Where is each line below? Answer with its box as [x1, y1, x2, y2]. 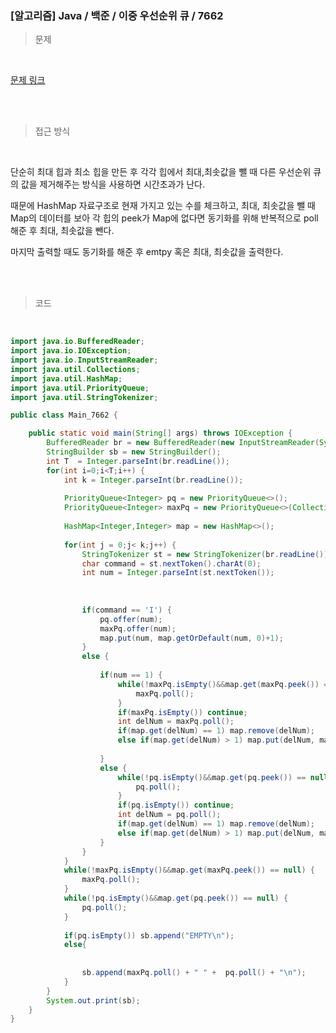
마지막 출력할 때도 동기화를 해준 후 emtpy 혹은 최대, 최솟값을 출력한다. [10, 246, 284, 258]
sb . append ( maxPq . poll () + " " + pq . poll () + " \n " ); [81, 968, 307, 978]
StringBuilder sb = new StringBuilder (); [46, 447, 222, 457]
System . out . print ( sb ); [46, 995, 141, 1006]
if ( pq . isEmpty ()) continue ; [117, 800, 235, 811]
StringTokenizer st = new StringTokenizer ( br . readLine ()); [81, 549, 333, 559]
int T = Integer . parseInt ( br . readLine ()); [46, 456, 230, 466]
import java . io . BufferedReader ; [10, 337, 145, 347]
